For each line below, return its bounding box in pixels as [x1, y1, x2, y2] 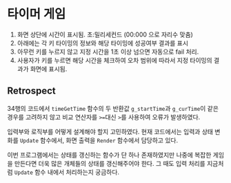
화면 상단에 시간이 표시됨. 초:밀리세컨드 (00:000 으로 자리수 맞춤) [17, 30, 193, 39]
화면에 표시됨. [30, 65, 68, 73]
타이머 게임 [7, 6, 66, 22]
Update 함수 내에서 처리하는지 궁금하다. [14, 168, 119, 176]
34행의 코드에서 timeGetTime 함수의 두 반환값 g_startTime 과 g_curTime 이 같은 [7, 104, 219, 112]
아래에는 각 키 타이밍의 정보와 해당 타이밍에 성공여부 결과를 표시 [17, 39, 188, 47]
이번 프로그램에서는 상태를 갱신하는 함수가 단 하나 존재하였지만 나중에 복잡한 [7, 151, 212, 159]
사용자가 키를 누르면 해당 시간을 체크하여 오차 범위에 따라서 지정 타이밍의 [17, 56, 212, 64]
